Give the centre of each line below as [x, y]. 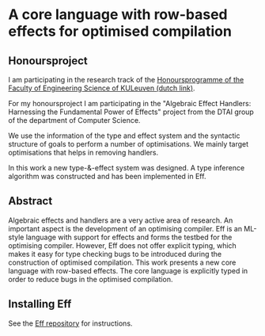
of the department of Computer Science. [74, 120]
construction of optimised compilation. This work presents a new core [122, 262]
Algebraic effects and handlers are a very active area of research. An [121, 220]
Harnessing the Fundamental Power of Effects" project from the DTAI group [131, 112]
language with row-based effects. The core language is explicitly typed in [128, 270]
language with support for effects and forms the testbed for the [129, 237]
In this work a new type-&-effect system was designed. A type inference [127, 168]
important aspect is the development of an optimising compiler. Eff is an [125, 228]
